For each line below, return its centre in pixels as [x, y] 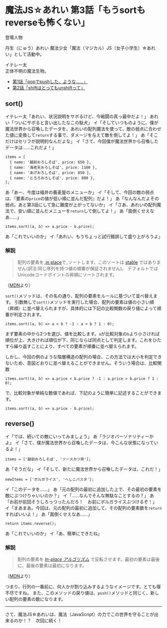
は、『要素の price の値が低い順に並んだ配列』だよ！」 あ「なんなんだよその [82, 198]
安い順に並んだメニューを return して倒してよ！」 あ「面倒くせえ [84, 211]
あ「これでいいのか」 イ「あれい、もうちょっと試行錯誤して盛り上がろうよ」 [84, 236]
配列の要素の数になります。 [38, 599]
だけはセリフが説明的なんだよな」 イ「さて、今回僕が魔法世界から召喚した [82, 141]
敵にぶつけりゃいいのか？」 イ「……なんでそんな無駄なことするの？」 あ [80, 495]
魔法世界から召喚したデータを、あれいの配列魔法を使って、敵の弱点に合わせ [83, 129]
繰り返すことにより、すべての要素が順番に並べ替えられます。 [76, 346]
